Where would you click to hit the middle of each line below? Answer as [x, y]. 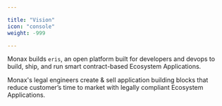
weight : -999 [26, 33]
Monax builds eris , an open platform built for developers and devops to [111, 59]
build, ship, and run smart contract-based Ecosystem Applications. [104, 67]
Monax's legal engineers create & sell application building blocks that [108, 80]
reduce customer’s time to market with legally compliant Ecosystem [105, 88]
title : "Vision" [31, 20]
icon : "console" [31, 26]
